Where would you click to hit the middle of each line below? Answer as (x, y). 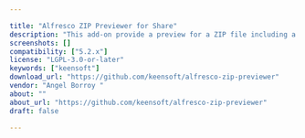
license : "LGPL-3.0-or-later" (67, 60)
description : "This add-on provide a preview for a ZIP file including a (153, 34)
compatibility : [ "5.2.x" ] (58, 51)
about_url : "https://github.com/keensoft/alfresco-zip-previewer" (138, 102)
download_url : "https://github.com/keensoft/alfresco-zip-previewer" (145, 77)
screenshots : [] (40, 43)
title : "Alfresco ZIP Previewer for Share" (94, 26)
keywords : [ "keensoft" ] (55, 69)
